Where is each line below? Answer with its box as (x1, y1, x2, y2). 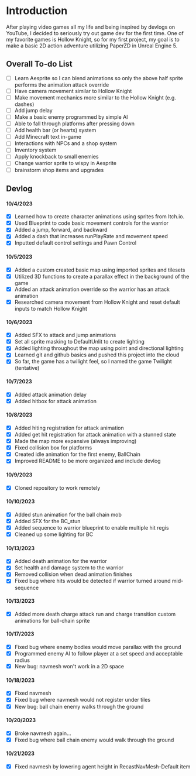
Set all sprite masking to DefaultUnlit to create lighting (14, 338, 145, 345)
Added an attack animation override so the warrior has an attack (14, 286, 170, 293)
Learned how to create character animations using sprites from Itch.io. (14, 213, 185, 220)
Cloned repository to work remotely (14, 484, 101, 491)
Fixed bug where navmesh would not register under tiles (14, 696, 151, 703)
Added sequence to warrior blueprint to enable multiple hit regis (14, 524, 169, 531)
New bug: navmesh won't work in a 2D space (14, 663, 125, 670)
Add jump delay (14, 107, 53, 114)
